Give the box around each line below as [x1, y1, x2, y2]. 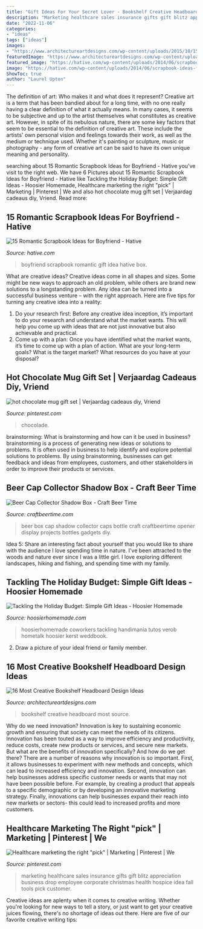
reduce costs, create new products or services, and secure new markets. [6, 742, 188, 749]
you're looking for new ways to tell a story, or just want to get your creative [6, 903, 193, 910]
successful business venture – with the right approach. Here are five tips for [6, 291, 195, 299]
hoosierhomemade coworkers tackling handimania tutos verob [21, 626, 177, 633]
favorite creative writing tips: [6, 916, 77, 923]
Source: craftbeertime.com [6, 510, 74, 517]
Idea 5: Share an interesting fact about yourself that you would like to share [6, 540, 193, 548]
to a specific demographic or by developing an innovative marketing [6, 786, 176, 794]
